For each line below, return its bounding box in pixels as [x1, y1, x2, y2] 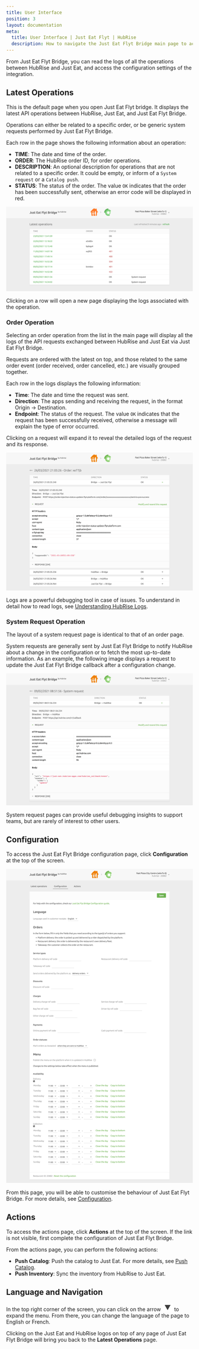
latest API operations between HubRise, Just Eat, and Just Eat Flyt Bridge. [6, 110, 187, 117]
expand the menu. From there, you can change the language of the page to [6, 1312, 190, 1319]
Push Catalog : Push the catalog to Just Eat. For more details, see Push [14, 1257, 188, 1264]
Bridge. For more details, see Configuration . [6, 1195, 113, 1202]
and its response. [6, 441, 49, 448]
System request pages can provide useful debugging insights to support [6, 811, 183, 818]
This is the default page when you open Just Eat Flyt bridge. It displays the [6, 103, 189, 110]
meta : [6, 28, 20, 34]
